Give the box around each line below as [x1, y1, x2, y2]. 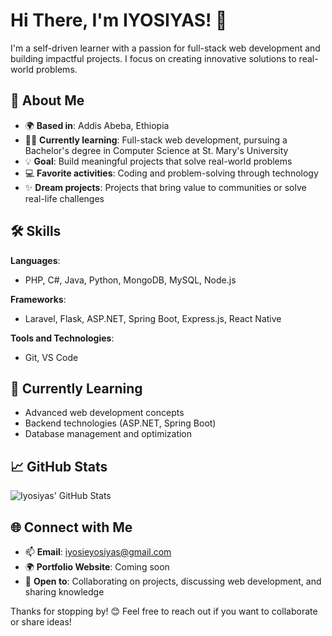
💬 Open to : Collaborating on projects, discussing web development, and [24, 575, 322, 587]
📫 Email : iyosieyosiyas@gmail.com [24, 546, 172, 558]
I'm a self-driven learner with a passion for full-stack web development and [10, 42, 321, 54]
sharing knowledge [24, 586, 105, 598]
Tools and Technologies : [10, 332, 115, 344]
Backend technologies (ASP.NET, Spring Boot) [24, 417, 217, 429]
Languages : [10, 254, 61, 266]
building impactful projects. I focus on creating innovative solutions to [10, 52, 297, 64]
